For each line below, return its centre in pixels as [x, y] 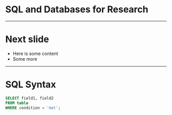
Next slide [27, 39]
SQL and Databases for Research [77, 9]
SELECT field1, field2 [29, 98]
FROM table [17, 103]
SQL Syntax [31, 84]
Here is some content [35, 53]
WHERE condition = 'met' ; [33, 108]
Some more [25, 59]
